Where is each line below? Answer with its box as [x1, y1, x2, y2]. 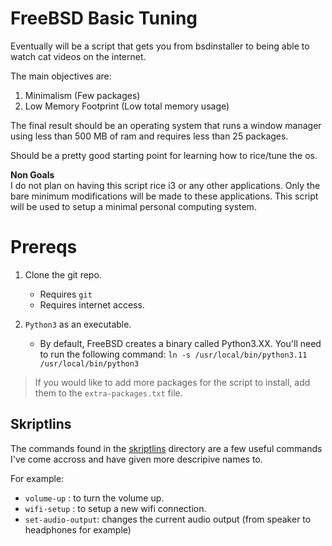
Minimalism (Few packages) [24, 89, 141, 101]
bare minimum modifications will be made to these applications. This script [10, 190, 319, 202]
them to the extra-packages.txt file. [34, 387, 183, 399]
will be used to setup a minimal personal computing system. [10, 200, 257, 212]
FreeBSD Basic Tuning [10, 7, 198, 30]
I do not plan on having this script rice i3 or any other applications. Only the [10, 179, 321, 191]
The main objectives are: [10, 70, 112, 82]
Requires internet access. [39, 298, 145, 311]
